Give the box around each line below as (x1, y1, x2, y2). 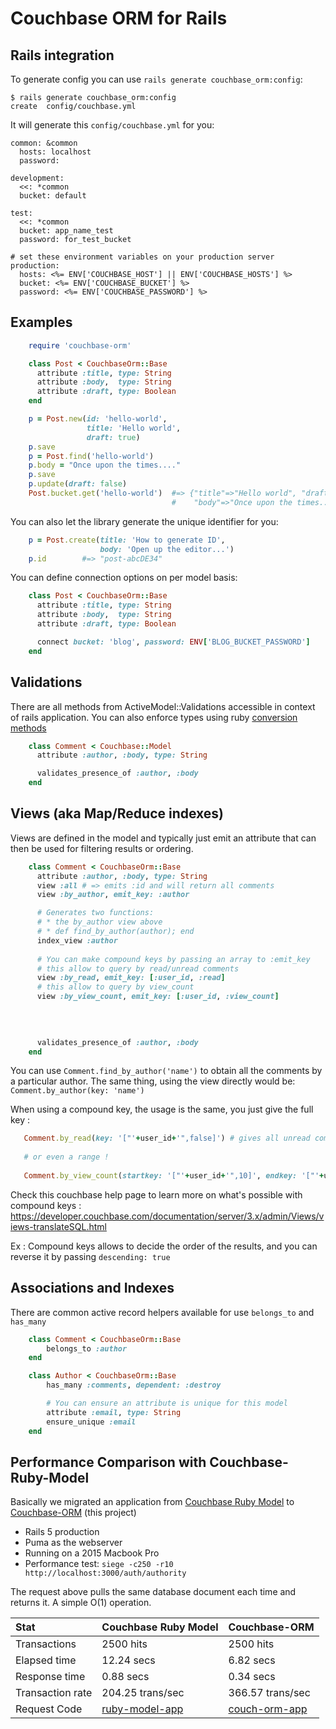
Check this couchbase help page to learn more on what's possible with (10, 1188, 303, 1201)
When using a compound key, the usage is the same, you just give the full (10, 1103, 314, 1116)
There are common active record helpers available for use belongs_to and (10, 1306, 315, 1318)
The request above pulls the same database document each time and (10, 1586, 297, 1598)
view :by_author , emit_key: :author (36, 890, 190, 900)
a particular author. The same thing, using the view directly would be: (10, 1075, 296, 1087)
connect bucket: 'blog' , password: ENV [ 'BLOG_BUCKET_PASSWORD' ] (36, 637, 311, 647)
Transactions (15, 1637, 77, 1651)
